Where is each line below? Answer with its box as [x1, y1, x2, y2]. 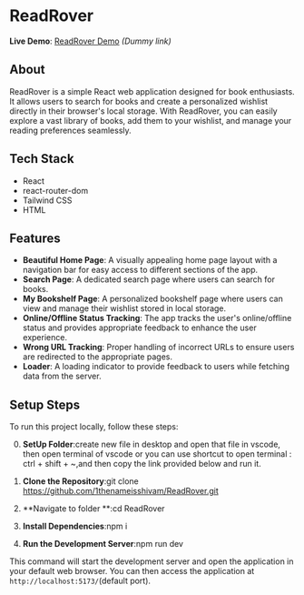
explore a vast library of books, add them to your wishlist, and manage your [9, 115, 292, 126]
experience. [22, 332, 68, 343]
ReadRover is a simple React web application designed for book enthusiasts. [9, 86, 295, 96]
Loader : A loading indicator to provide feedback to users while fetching [22, 361, 290, 372]
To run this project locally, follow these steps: [9, 421, 179, 432]
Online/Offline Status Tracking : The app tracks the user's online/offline [22, 313, 292, 324]
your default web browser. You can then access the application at [9, 566, 255, 577]
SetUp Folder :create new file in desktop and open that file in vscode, [22, 439, 281, 450]
